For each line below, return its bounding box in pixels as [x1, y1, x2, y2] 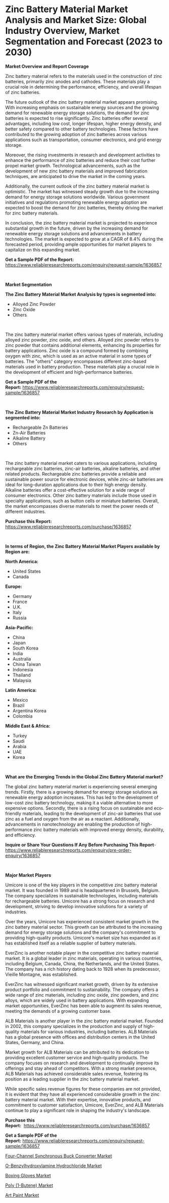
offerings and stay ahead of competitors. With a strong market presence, [5, 1065, 157, 1071]
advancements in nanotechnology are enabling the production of [5, 821, 140, 827]
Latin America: [5, 687, 37, 693]
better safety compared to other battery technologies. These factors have [5, 125, 159, 132]
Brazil [12, 702, 25, 708]
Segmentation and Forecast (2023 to [5, 36, 163, 48]
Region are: [5, 548, 30, 554]
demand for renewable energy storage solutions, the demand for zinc [5, 110, 150, 116]
